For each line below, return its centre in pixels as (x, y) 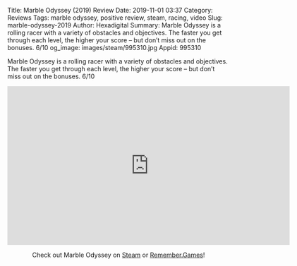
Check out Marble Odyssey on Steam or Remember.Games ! (119, 255)
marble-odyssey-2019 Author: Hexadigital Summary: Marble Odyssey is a (114, 25)
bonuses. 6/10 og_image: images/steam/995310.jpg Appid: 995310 (104, 48)
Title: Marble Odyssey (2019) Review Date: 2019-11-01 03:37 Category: (110, 10)
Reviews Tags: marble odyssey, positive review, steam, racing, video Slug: (115, 18)
